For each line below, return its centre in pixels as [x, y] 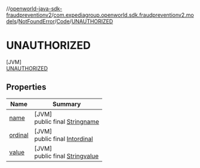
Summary [67, 104]
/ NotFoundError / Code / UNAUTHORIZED [65, 21]
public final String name [67, 121]
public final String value [67, 156]
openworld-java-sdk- [36, 9]
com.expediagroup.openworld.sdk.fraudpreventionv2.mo [124, 15]
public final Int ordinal [64, 139]
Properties [26, 87]
